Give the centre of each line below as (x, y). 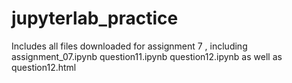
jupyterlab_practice (95, 18)
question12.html (44, 67)
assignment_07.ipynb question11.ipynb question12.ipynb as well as (147, 56)
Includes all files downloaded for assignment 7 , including (129, 46)
